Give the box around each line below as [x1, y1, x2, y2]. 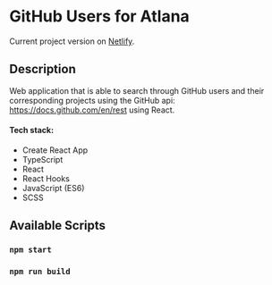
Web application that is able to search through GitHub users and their [9, 85, 265, 96]
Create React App [21, 145, 89, 155]
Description [9, 62, 76, 77]
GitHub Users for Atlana [9, 6, 190, 27]
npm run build [9, 266, 71, 277]
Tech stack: [9, 125, 55, 136]
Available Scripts [9, 218, 106, 233]
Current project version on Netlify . [9, 36, 135, 46]
